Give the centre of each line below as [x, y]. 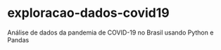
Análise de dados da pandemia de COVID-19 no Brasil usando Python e [110, 32]
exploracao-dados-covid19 [89, 13]
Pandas [18, 39]
